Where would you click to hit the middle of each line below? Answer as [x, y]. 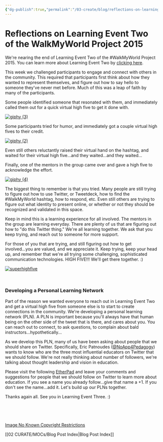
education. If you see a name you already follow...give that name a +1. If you [81, 382]
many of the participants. [30, 92]
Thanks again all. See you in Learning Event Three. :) [58, 396]
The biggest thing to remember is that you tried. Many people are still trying [81, 189]
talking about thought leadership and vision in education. [62, 362]
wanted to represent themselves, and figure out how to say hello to [72, 82]
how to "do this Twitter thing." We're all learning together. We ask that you [79, 229]
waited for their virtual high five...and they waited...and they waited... [73, 155]
